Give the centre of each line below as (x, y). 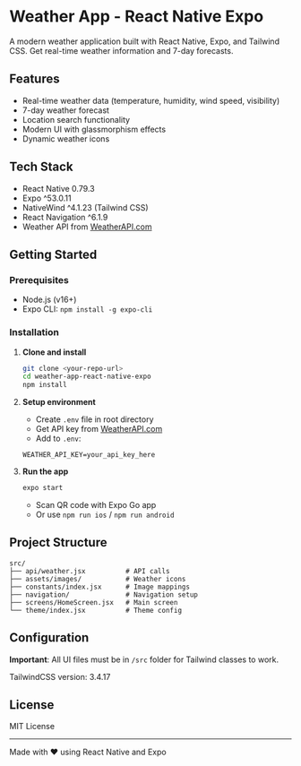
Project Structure (58, 542)
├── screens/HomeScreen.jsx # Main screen (94, 602)
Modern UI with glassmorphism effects (94, 129)
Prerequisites (39, 280)
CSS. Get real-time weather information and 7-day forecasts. (121, 50)
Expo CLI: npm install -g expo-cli (87, 309)
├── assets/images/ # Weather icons (98, 579)
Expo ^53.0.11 (47, 198)
